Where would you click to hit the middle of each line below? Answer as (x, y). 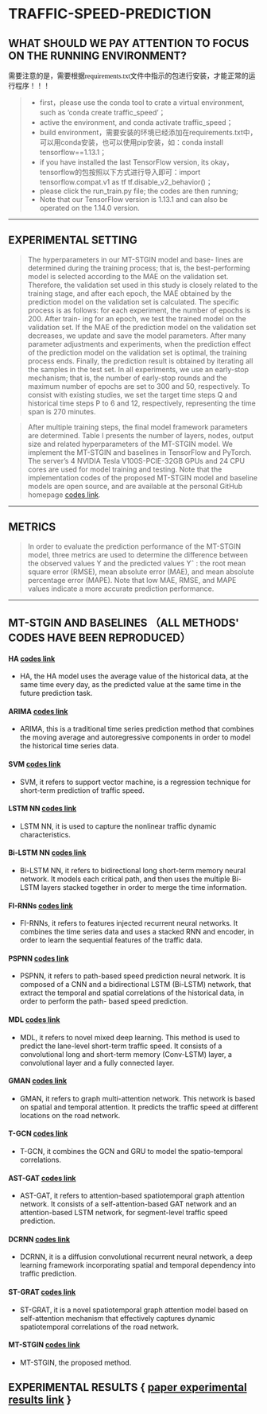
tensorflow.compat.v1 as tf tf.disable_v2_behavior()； (126, 182)
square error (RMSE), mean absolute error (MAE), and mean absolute (141, 571)
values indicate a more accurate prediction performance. (121, 589)
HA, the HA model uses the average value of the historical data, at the (134, 676)
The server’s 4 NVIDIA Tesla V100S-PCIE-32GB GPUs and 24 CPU (136, 460)
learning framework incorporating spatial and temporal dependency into (137, 1265)
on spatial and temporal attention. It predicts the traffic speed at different (139, 1107)
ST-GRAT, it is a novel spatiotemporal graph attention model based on (134, 1310)
